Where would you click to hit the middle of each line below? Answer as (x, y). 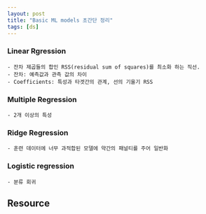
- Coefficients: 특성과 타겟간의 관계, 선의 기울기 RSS (80, 82)
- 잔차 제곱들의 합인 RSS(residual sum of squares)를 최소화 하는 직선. (104, 67)
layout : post (26, 14)
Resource (29, 203)
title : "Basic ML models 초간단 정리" (60, 20)
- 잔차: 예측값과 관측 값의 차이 (47, 74)
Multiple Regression (42, 99)
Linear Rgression (37, 51)
